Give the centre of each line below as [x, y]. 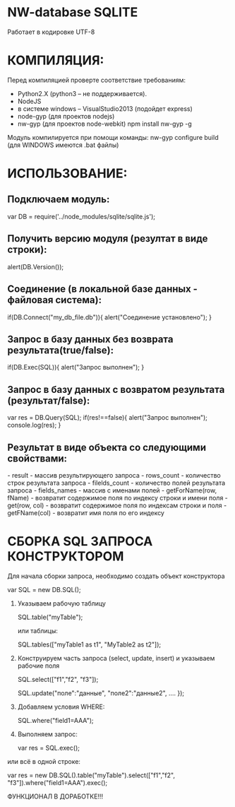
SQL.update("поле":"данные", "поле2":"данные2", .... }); [101, 693]
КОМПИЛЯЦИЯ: [56, 60]
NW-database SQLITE [73, 12]
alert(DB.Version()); [36, 266]
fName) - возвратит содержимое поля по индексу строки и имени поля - [117, 497]
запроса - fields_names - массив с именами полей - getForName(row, [112, 490]
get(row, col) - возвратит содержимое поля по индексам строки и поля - [117, 505]
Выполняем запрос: [47, 734]
